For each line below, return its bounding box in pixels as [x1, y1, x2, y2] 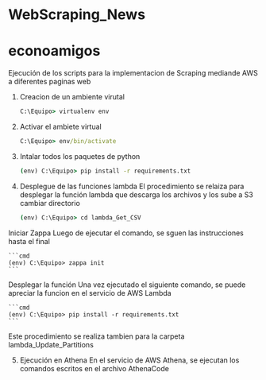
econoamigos [8, 42, 101, 60]
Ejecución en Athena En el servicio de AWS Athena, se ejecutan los [19, 355, 240, 365]
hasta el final [8, 236, 50, 246]
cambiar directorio [19, 198, 81, 207]
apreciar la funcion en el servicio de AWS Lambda [8, 288, 172, 297]
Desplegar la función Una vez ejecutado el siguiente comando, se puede [8, 280, 246, 289]
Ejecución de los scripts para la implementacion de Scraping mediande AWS [8, 68, 258, 78]
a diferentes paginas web [8, 77, 91, 87]
